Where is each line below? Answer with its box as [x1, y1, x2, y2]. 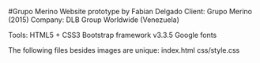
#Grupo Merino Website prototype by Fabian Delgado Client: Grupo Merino [8, 7, 253, 16]
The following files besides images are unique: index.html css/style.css [8, 46, 240, 54]
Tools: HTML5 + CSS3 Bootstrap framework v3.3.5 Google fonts [8, 31, 217, 39]
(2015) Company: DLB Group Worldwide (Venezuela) [8, 15, 180, 24]
